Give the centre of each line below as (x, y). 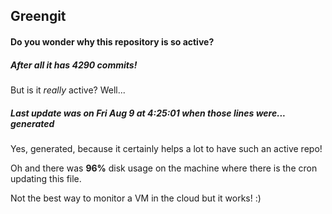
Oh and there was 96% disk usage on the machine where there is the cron (164, 168)
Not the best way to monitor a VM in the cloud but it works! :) (136, 198)
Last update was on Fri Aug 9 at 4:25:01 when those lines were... (148, 113)
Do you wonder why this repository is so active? (112, 41)
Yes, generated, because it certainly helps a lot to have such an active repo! (166, 148)
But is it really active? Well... (68, 90)
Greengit (38, 16)
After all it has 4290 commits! (74, 65)
